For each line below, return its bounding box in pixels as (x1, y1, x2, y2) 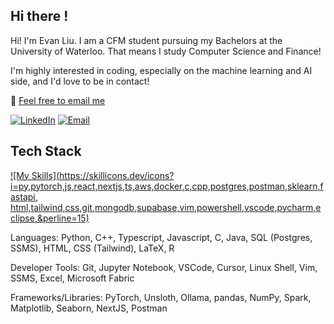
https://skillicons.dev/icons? (59, 169, 175, 181)
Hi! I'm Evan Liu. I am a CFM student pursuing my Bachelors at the (10, 34, 283, 46)
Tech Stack (10, 143, 82, 160)
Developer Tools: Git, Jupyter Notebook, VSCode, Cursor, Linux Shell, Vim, (10, 261, 318, 273)
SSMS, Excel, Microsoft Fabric (10, 272, 135, 284)
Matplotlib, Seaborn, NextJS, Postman (10, 302, 168, 314)
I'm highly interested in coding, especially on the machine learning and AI (10, 64, 313, 76)
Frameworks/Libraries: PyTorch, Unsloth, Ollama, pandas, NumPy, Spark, (10, 291, 312, 303)
